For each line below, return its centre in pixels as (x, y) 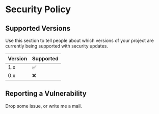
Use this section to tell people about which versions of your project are (79, 40)
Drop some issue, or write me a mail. (44, 106)
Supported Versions (38, 28)
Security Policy (38, 9)
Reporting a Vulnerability (46, 94)
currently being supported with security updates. (57, 46)
